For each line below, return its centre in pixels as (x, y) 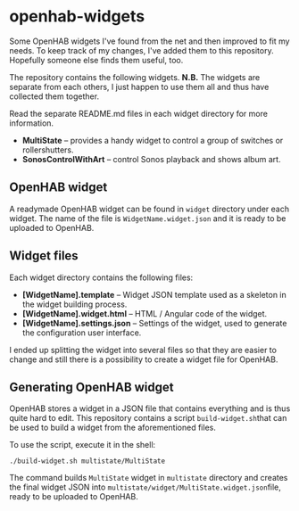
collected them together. (54, 96)
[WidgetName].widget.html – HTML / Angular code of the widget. (145, 313)
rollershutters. (48, 150)
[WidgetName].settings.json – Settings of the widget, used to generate (154, 323)
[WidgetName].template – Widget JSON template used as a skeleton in (154, 294)
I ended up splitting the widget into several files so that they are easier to (143, 350)
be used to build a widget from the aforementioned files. (112, 428)
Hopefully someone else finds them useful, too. (96, 60)
